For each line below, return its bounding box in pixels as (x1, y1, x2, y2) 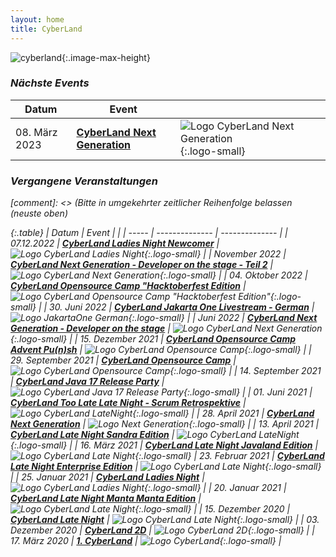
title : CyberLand (10, 24, 83, 34)
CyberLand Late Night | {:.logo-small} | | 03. (10, 514, 320, 526)
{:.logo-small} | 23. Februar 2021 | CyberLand (134, 450, 325, 462)
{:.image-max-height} (61, 51, 151, 63)
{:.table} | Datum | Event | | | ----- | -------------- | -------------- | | (10, 227, 288, 239)
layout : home (10, 14, 65, 25)
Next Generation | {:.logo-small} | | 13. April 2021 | (10, 418, 320, 430)
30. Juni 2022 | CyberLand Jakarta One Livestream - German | (49, 301, 315, 313)
